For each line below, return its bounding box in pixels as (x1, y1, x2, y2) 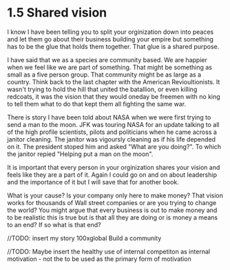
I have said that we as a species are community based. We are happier (7, 55, 208, 64)
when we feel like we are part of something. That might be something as (7, 63, 212, 71)
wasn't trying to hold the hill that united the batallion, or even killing (7, 85, 198, 93)
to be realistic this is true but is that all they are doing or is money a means (7, 213, 218, 222)
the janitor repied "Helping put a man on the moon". (7, 150, 154, 158)
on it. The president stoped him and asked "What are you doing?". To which (7, 142, 222, 151)
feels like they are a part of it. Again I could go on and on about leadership (7, 171, 217, 179)
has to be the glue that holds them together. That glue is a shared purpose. (7, 42, 220, 50)
